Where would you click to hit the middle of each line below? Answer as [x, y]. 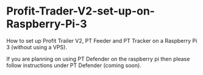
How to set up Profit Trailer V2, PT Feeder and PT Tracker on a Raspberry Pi [102, 41]
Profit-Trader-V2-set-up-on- [81, 11]
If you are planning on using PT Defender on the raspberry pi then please [98, 59]
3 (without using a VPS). [37, 47]
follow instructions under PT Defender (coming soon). [74, 65]
